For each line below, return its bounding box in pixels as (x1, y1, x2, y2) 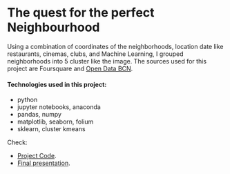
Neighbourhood (7, 19, 100, 35)
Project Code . (17, 152, 57, 160)
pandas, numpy (17, 110, 62, 119)
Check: (7, 138, 28, 146)
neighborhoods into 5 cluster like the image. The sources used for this (7, 57, 207, 65)
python (17, 95, 38, 104)
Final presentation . (17, 159, 70, 167)
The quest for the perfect (7, 5, 155, 21)
